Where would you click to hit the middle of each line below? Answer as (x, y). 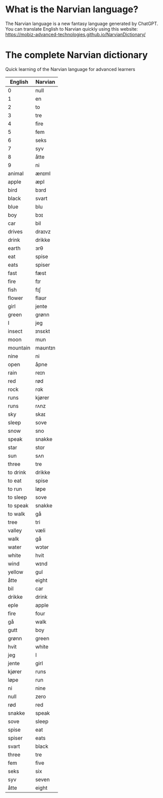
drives (15, 231)
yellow (16, 572)
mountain (19, 347)
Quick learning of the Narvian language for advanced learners (70, 69)
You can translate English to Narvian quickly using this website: (72, 29)
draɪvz (43, 231)
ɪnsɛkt (43, 331)
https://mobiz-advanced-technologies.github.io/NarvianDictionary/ (76, 34)
